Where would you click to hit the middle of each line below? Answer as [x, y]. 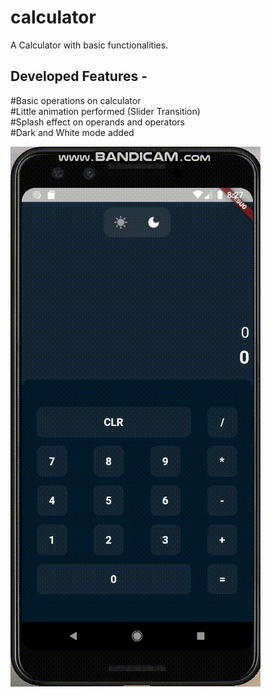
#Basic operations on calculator [76, 100]
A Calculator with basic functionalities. [89, 45]
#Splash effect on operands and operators [97, 122]
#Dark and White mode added [72, 132]
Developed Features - [79, 76]
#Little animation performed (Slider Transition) [105, 111]
